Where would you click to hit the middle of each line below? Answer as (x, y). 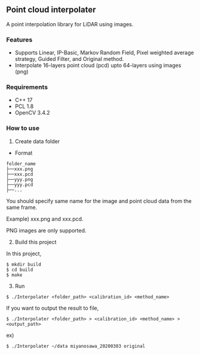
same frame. (22, 207)
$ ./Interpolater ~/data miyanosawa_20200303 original (76, 346)
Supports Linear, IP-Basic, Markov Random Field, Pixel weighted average (104, 53)
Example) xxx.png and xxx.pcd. (45, 219)
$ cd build (20, 270)
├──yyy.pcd (20, 184)
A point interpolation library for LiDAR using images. (70, 24)
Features (19, 39)
